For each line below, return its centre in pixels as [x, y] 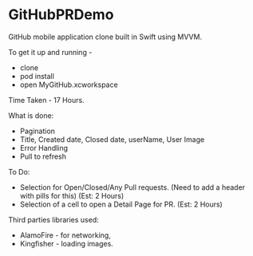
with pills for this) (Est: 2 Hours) [72, 195]
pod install [37, 76]
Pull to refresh [43, 156]
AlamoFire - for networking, [65, 235]
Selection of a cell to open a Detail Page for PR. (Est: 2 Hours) [121, 204]
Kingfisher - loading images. [66, 243]
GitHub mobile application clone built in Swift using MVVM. [105, 37]
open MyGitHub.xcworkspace [69, 85]
